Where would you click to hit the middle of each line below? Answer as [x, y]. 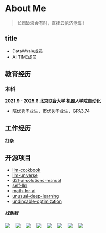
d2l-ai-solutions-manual [37, 181]
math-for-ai [24, 191]
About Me [26, 9]
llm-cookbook [26, 170]
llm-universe [25, 175]
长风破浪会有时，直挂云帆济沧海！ [52, 23]
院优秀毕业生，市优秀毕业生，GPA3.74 [51, 111]
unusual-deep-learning [36, 196]
